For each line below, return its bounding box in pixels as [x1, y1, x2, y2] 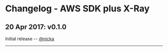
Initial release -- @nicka [5, 36, 54, 42]
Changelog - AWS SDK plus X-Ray [5, 3, 150, 14]
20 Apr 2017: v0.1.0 [5, 23, 66, 31]
